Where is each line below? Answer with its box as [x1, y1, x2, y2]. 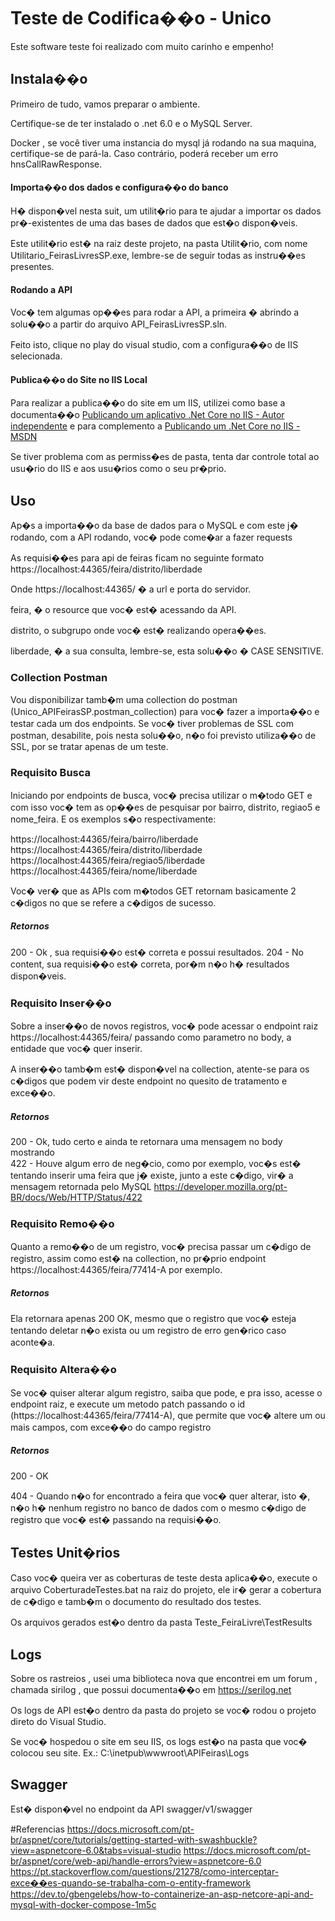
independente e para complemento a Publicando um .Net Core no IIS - [10, 420, 301, 432]
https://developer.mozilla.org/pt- [153, 1181, 288, 1192]
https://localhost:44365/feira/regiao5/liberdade [10, 854, 206, 866]
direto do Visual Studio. [10, 1716, 107, 1728]
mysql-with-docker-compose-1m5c [10, 1898, 157, 1910]
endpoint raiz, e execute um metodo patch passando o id [10, 1398, 246, 1410]
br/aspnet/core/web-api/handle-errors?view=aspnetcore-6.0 [10, 1855, 262, 1867]
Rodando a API [10, 283, 73, 295]
